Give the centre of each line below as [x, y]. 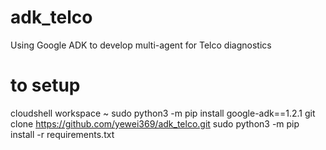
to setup [45, 85]
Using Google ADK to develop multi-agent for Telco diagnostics [141, 45]
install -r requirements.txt [62, 134]
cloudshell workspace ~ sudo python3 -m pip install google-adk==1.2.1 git [163, 113]
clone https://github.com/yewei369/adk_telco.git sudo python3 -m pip [155, 123]
